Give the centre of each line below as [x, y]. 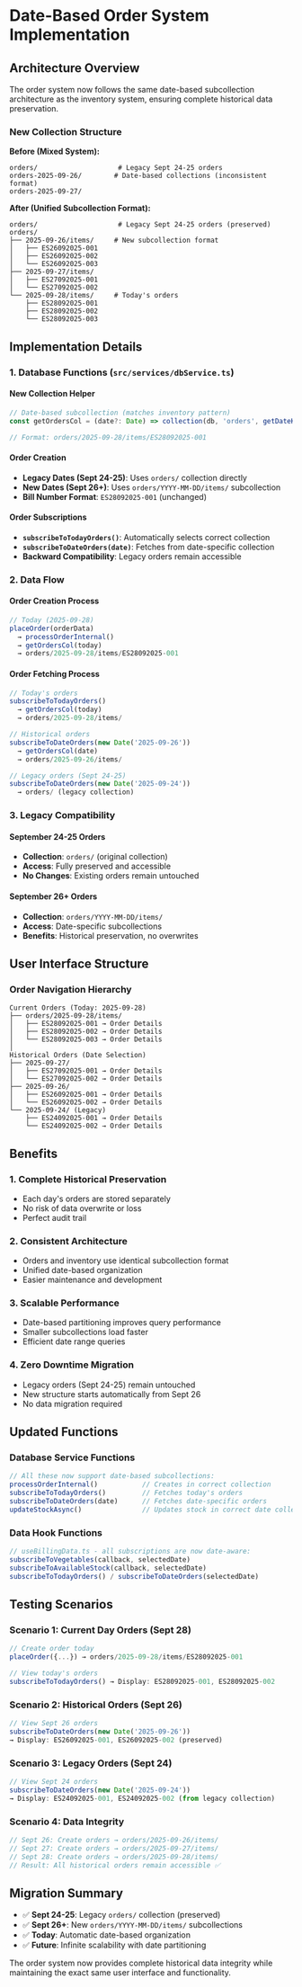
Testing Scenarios [62, 1604]
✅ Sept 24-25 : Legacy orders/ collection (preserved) [121, 1915]
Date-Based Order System [109, 16]
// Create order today [52, 1649]
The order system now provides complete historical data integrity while [141, 1963]
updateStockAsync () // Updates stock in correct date [140, 1510]
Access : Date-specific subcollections [92, 926]
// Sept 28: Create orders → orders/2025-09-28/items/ [114, 1857]
